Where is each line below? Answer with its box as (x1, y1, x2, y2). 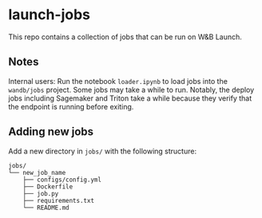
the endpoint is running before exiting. (8, 101, 134, 111)
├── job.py (22, 189, 59, 197)
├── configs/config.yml (22, 176, 102, 184)
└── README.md (22, 204, 69, 212)
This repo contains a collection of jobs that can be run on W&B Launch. (8, 32, 242, 42)
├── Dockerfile (22, 182, 73, 191)
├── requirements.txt (22, 196, 94, 204)
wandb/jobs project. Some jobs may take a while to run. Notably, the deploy (8, 85, 255, 94)
